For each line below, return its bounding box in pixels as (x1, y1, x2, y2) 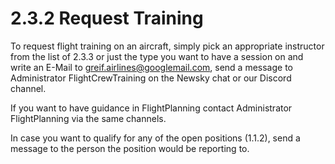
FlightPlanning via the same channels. (10, 112, 167, 124)
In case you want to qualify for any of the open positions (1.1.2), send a (10, 132, 301, 144)
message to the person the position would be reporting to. (10, 142, 250, 154)
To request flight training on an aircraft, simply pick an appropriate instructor (10, 40, 325, 52)
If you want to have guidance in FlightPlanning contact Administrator (10, 102, 293, 114)
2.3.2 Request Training (10, 7, 204, 30)
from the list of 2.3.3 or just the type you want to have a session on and (10, 50, 304, 62)
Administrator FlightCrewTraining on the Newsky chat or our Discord (10, 72, 292, 84)
